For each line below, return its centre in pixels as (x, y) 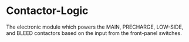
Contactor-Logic (47, 11)
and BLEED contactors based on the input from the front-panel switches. (94, 33)
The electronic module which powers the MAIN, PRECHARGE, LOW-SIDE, (95, 27)
